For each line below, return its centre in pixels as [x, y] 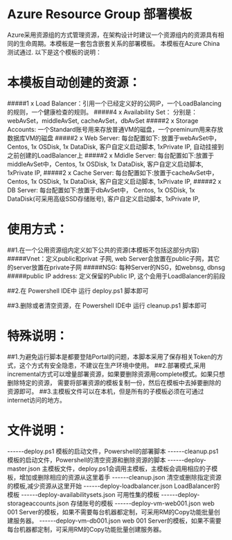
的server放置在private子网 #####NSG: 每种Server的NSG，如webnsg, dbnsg [116, 267]
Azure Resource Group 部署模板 [100, 14]
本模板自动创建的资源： [74, 83]
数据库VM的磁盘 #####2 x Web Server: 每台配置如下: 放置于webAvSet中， [114, 138]
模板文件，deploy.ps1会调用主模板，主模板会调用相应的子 [130, 469]
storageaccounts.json [38, 503]
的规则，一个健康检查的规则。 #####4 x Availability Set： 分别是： [102, 112]
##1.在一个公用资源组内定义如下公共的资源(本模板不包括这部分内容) [103, 250]
